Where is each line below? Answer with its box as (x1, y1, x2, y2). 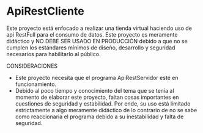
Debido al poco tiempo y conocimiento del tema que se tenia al (15, 87, 174, 94)
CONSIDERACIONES (6, 62, 58, 70)
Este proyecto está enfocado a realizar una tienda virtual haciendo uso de (6, 24, 193, 32)
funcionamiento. (15, 81, 57, 88)
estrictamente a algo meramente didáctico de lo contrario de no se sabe (15, 106, 197, 113)
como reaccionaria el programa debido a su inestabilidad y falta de (15, 113, 184, 120)
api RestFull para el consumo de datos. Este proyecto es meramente (6, 31, 178, 38)
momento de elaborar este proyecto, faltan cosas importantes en (15, 93, 179, 101)
